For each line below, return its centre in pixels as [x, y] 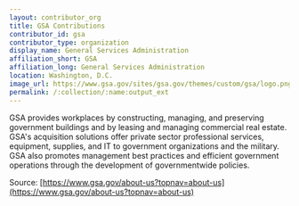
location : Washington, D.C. [61, 76]
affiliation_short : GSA [53, 59]
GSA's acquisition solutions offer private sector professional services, [137, 136]
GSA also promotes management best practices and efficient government [144, 155]
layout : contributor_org [55, 17]
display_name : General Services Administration [99, 51]
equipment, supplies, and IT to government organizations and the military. [145, 146]
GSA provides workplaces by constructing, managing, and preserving [137, 118]
